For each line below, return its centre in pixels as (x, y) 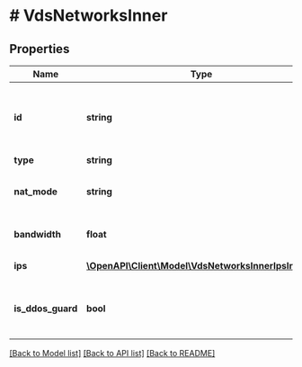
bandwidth (37, 234)
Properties (40, 49)
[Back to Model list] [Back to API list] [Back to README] (112, 353)
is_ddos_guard (46, 309)
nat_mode (36, 192)
